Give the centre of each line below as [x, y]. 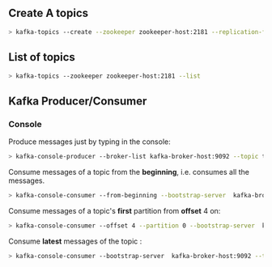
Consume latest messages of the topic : [75, 241]
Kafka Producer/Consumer [78, 101]
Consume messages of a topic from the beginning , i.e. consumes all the [129, 172]
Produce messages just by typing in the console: [90, 142]
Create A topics [49, 13]
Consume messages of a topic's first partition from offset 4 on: [115, 210]
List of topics [42, 57]
